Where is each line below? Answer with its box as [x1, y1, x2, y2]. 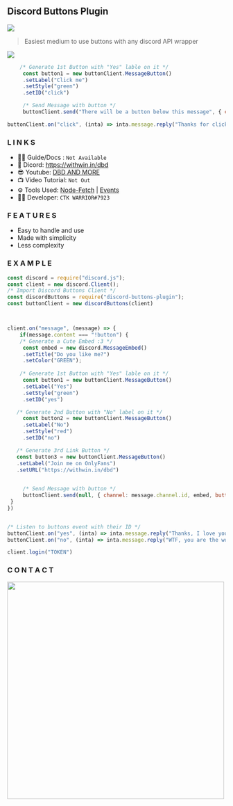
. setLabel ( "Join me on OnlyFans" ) [16, 460, 116, 467]
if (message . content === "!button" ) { [19, 331, 129, 338]
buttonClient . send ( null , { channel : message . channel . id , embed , [22, 492, 213, 499]
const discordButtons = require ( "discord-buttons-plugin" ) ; [7, 293, 185, 301]
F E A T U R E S [7, 211, 57, 220]
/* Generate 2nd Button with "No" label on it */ [16, 408, 163, 416]
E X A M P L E [7, 259, 52, 268]
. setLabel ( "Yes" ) [22, 382, 73, 390]
